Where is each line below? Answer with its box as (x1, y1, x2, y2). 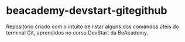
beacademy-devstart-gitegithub (6, 4, 167, 17)
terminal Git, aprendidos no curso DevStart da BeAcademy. (6, 29, 148, 36)
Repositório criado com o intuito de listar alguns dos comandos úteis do (6, 23, 180, 30)
